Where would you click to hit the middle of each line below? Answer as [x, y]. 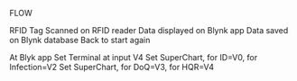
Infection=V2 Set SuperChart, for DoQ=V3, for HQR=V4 [112, 67]
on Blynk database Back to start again [80, 40]
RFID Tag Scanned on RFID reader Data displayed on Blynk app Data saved [149, 30]
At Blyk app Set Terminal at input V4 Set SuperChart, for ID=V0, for [134, 57]
